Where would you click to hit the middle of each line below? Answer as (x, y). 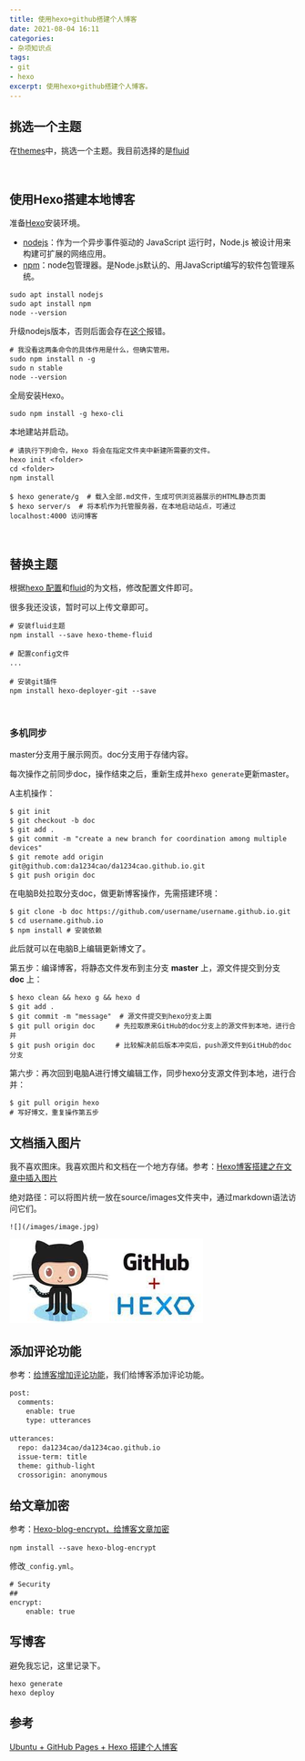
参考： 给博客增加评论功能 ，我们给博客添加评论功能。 (109, 1375)
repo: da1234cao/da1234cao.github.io (89, 1448)
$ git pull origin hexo (55, 1103)
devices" (26, 848)
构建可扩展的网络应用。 (66, 254)
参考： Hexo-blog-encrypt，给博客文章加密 (90, 1529)
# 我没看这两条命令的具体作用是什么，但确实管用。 (91, 351)
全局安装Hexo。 (39, 395)
